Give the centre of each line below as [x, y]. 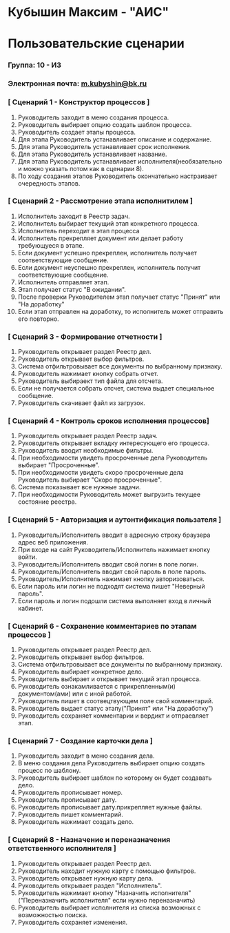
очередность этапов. [49, 183]
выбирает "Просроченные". [59, 465]
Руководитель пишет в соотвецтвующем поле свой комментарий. [115, 701]
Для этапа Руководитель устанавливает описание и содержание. [115, 139]
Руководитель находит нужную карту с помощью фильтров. [107, 871]
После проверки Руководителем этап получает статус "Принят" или [119, 297]
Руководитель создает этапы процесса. [77, 132]
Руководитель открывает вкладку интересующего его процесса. [113, 443]
